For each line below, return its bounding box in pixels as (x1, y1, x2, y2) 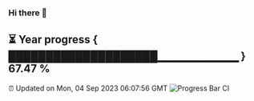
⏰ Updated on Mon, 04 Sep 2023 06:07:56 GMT (8, 83, 168, 93)
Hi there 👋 (8, 7, 48, 18)
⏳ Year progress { (8, 33, 99, 46)
